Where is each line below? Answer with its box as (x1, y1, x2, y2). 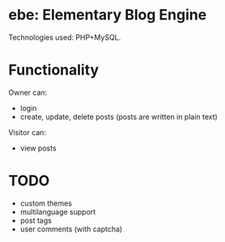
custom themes (19, 198, 73, 208)
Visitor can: (8, 127, 47, 137)
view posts (19, 143, 57, 153)
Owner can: (8, 87, 48, 97)
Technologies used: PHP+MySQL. (8, 32, 121, 42)
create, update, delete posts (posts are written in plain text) (19, 112, 219, 121)
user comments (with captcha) (19, 224, 123, 234)
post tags (19, 215, 53, 225)
